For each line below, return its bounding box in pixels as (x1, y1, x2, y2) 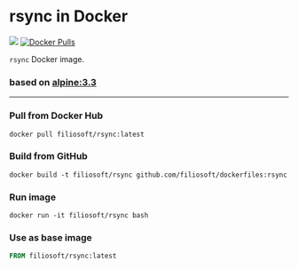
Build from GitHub (9, 150, 89, 162)
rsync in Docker (9, 6, 129, 27)
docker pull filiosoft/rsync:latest (9, 130, 145, 138)
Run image (9, 191, 56, 203)
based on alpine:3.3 (9, 75, 98, 88)
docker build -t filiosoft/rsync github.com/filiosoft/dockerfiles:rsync (9, 170, 288, 179)
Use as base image (9, 232, 92, 244)
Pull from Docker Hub (9, 109, 104, 122)
